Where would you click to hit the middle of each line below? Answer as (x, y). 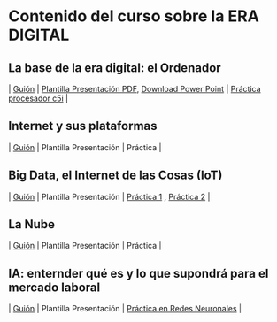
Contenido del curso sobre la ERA (134, 16)
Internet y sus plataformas (83, 126)
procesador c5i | (38, 98)
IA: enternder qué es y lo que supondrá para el (138, 273)
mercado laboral (54, 287)
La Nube (31, 224)
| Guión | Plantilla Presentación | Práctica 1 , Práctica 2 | (109, 196)
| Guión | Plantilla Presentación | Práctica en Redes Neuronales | (125, 309)
